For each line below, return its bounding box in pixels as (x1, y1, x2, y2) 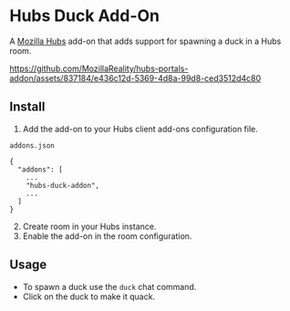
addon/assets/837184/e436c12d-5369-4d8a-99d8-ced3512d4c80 (9, 72, 262, 83)
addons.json (9, 140, 55, 150)
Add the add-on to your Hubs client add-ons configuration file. (22, 123, 258, 134)
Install (9, 99, 46, 115)
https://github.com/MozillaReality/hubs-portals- (9, 63, 189, 74)
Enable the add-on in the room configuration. (22, 230, 192, 242)
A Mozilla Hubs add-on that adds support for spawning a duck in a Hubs (9, 36, 282, 47)
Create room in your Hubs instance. (22, 221, 157, 232)
